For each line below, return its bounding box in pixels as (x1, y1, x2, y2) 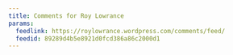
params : (8, 19, 35, 27)
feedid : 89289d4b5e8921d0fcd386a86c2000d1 (15, 34, 160, 43)
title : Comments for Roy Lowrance (8, 11, 125, 20)
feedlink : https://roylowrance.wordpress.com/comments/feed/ (15, 27, 226, 35)
